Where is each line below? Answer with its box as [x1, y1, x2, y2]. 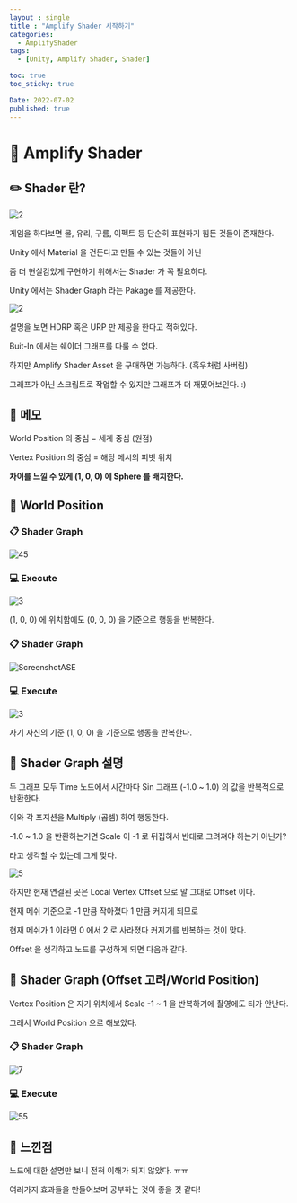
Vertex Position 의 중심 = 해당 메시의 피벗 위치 [9, 452, 173, 463]
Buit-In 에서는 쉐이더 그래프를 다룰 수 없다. [9, 341, 159, 351]
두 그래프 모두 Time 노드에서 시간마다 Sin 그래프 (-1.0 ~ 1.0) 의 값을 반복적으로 [9, 781, 284, 792]
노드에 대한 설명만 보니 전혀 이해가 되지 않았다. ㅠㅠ [9, 1164, 188, 1175]
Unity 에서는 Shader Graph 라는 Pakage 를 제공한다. [9, 285, 196, 296]
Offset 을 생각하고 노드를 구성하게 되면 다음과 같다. [9, 943, 188, 954]
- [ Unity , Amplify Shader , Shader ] [17, 55, 151, 64]
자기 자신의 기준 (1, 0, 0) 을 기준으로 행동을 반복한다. [9, 727, 193, 738]
